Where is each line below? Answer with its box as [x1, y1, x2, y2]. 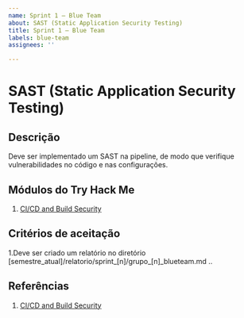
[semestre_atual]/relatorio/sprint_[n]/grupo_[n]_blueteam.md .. [8, 256, 213, 266]
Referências [8, 279, 70, 293]
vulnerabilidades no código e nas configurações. [8, 160, 168, 170]
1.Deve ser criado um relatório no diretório [8, 247, 146, 258]
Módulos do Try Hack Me [8, 183, 135, 197]
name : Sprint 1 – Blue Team [8, 11, 102, 20]
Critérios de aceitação [8, 227, 121, 240]
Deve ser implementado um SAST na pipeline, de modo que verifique [8, 151, 234, 161]
